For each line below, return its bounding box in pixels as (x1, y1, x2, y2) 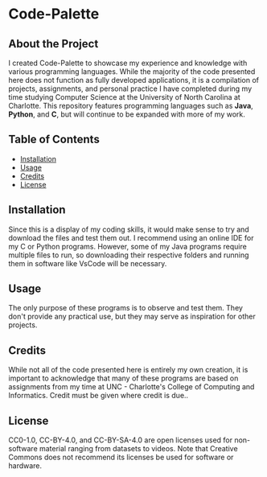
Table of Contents (8, 133, 101, 146)
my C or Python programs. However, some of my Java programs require (8, 241, 247, 251)
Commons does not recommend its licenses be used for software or (8, 452, 234, 463)
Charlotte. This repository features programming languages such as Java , (8, 101, 253, 110)
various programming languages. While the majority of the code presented (8, 67, 256, 76)
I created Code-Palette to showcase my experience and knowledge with (8, 58, 248, 68)
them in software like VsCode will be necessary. (8, 258, 167, 268)
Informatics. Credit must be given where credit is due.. (8, 391, 189, 401)
